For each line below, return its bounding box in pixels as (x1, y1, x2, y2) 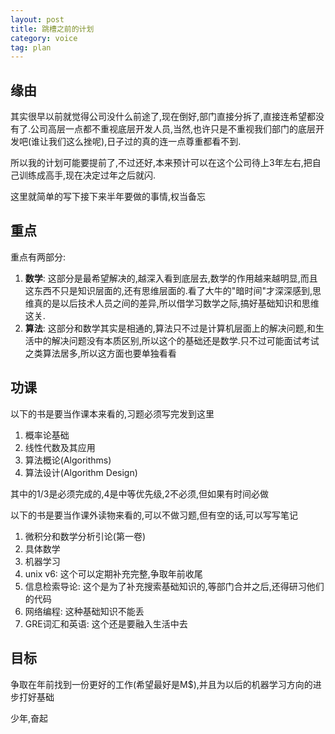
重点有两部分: (10, 251, 67, 263)
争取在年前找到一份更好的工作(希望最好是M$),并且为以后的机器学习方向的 (10, 678, 313, 690)
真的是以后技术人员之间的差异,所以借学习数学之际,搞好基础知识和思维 (33, 297, 320, 309)
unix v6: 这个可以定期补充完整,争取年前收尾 (24, 567, 203, 580)
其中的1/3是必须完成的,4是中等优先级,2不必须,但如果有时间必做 (10, 487, 270, 500)
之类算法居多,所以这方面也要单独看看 (24, 347, 177, 359)
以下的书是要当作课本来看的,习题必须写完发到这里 (10, 407, 215, 420)
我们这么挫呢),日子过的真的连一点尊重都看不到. (48, 136, 242, 148)
